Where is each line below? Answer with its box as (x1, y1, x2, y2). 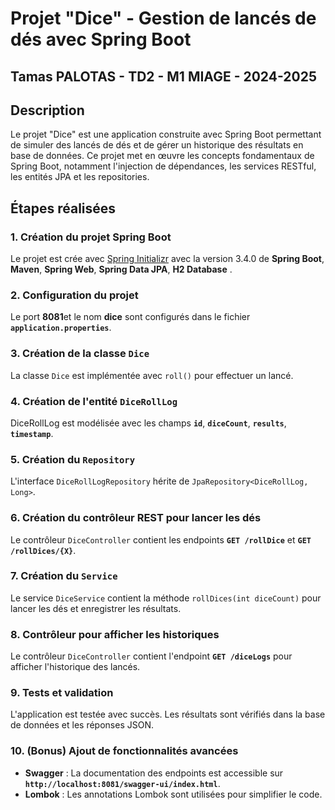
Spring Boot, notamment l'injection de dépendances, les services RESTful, (10, 160, 317, 172)
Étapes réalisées (10, 200, 117, 217)
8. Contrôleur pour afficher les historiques (10, 627, 220, 641)
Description (10, 102, 85, 119)
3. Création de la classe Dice (10, 347, 150, 361)
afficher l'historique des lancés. (10, 661, 141, 673)
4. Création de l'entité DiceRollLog (10, 394, 178, 408)
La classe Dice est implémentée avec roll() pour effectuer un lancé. (10, 369, 294, 381)
